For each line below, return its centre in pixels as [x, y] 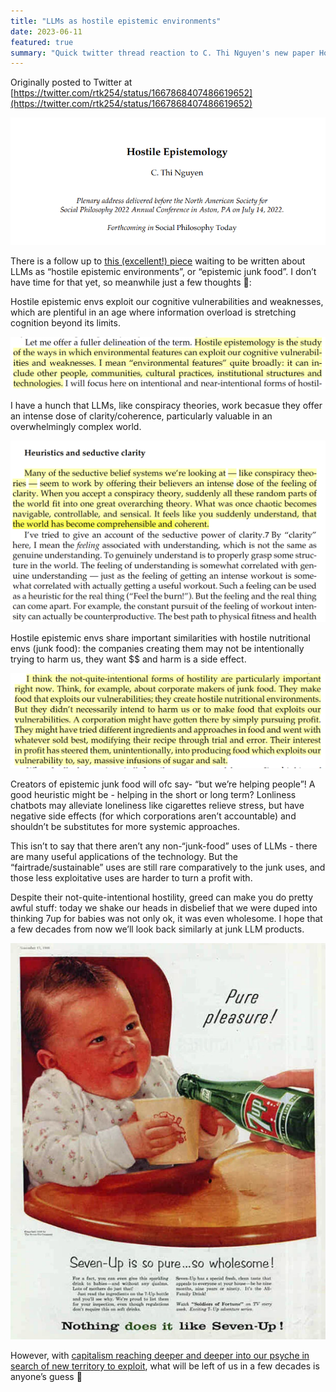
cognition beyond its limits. [65, 323]
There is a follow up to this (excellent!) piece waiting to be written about [158, 261]
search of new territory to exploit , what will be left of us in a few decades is [165, 1366]
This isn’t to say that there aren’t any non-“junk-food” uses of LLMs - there [164, 846]
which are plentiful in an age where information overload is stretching [153, 312]
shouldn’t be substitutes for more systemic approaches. [125, 826]
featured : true [42, 42]
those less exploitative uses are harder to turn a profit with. [131, 877]
